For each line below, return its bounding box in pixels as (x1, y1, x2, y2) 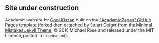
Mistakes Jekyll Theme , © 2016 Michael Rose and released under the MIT (5, 27, 154, 33)
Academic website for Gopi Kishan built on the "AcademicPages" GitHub (5, 17, 152, 22)
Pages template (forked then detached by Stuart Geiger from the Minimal (5, 22, 153, 28)
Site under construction (5, 4, 79, 12)
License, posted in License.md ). (5, 32, 68, 38)
